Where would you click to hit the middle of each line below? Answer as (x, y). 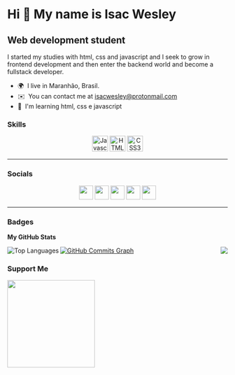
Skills (17, 124)
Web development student (66, 40)
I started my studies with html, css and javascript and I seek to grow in (108, 57)
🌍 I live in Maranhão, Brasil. (58, 86)
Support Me (28, 269)
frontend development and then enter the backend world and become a (111, 64)
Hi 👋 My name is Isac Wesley (92, 14)
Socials (20, 174)
